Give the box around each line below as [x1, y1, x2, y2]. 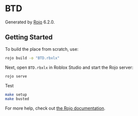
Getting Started [5, 33, 53, 41]
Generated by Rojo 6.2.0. [5, 19, 55, 25]
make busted [5, 97, 29, 101]
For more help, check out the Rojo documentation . [5, 105, 105, 111]
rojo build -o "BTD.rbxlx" [5, 56, 60, 60]
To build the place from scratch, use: [5, 46, 79, 52]
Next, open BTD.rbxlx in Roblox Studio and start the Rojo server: [5, 64, 134, 70]
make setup [5, 92, 27, 97]
